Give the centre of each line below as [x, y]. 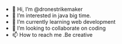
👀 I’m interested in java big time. [51, 15]
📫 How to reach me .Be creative [52, 35]
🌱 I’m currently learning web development [64, 22]
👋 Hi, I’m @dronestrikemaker [47, 9]
